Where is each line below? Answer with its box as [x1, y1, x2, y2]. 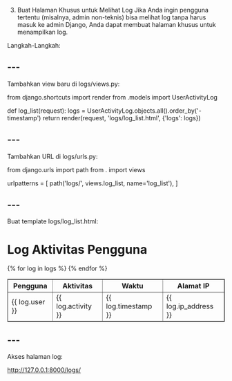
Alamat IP [177, 281, 210, 291]
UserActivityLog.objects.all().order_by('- [87, 106, 202, 115]
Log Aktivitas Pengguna [7, 241, 148, 257]
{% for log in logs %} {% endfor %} [7, 264, 108, 272]
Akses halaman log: [7, 353, 64, 361]
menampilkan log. [17, 28, 68, 36]
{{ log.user [11, 297, 46, 307]
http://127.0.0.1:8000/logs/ [7, 366, 81, 374]
